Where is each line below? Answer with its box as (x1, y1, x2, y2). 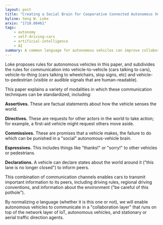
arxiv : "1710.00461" (5, 20, 47, 26)
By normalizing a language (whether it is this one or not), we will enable (5, 199, 148, 205)
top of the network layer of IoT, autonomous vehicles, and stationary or (5, 209, 147, 215)
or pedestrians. (5, 150, 35, 156)
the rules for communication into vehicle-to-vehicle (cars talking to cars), (5, 66, 151, 72)
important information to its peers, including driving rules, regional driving (5, 179, 152, 185)
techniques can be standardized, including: (5, 91, 91, 97)
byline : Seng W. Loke (5, 16, 49, 21)
